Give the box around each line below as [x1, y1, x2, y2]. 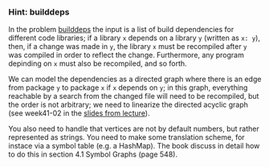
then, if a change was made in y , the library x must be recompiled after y [8, 42, 247, 51]
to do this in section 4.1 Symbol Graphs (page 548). [8, 149, 178, 159]
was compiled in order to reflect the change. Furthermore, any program [8, 51, 245, 60]
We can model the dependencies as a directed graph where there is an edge [8, 75, 262, 84]
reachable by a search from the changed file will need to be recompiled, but [8, 92, 259, 101]
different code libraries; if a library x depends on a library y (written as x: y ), [8, 33, 261, 43]
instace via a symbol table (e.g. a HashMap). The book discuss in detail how [8, 141, 260, 151]
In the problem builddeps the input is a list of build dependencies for [8, 25, 234, 35]
